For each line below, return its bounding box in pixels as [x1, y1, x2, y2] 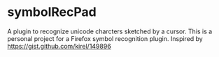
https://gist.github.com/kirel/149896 [7, 42, 112, 50]
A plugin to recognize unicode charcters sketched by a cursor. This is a [7, 27, 213, 35]
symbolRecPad [7, 4, 97, 20]
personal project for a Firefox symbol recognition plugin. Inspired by [7, 34, 203, 42]
